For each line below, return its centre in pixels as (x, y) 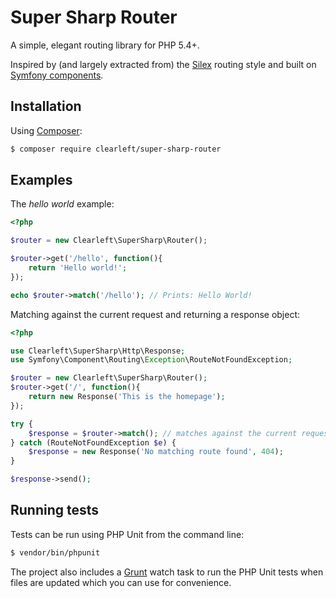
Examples (41, 180)
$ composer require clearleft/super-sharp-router (116, 149)
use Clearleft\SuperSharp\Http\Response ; (98, 351)
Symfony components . (57, 75)
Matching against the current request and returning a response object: (155, 314)
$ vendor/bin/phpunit (55, 552)
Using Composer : (46, 130)
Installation (46, 106)
